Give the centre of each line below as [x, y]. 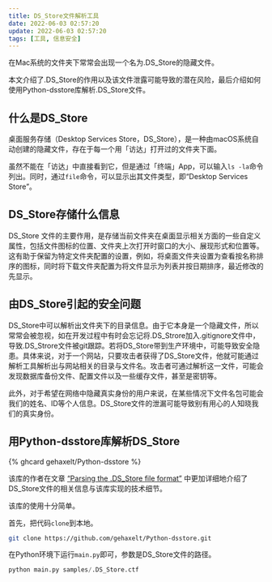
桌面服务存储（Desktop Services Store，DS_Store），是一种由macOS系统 [130, 139]
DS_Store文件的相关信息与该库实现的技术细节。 [88, 488]
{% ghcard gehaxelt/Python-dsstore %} [75, 461]
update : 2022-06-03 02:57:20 [57, 31]
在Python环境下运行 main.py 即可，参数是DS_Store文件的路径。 [112, 554]
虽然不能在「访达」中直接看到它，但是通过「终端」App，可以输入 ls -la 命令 [136, 166]
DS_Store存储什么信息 [64, 214]
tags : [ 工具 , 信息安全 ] [45, 39]
